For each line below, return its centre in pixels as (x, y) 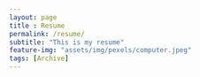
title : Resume (37, 26)
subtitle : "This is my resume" (67, 42)
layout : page (33, 17)
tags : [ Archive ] (39, 58)
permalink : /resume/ (47, 34)
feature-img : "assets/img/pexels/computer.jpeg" (100, 50)
